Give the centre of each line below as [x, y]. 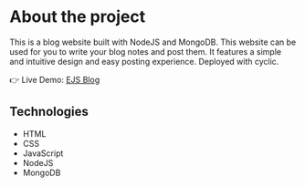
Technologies [49, 112]
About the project [78, 17]
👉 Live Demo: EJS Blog [55, 79]
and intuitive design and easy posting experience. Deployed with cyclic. [144, 61]
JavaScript [43, 153]
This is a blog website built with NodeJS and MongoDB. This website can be [153, 42]
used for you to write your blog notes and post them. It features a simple [145, 51]
